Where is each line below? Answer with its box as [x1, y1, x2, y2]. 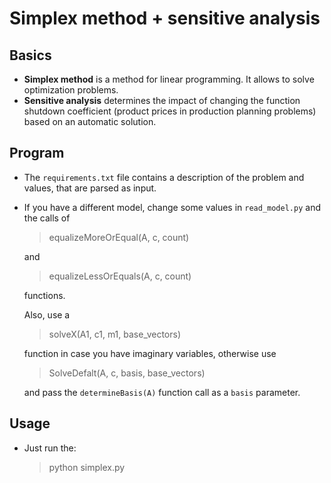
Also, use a [23, 308, 71, 321]
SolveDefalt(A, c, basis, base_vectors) [48, 367, 206, 379]
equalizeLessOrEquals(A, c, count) [48, 270, 192, 282]
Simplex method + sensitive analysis [9, 7, 321, 30]
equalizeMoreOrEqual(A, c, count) [48, 231, 190, 243]
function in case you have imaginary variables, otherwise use [23, 347, 277, 359]
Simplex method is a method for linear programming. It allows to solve [23, 73, 315, 85]
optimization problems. [23, 84, 119, 96]
